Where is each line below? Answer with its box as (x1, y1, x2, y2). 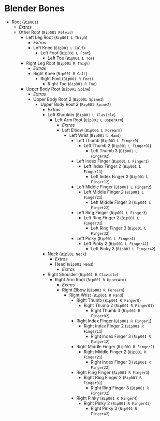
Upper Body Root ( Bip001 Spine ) (26, 86, 91, 92)
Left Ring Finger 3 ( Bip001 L (90, 225, 146, 231)
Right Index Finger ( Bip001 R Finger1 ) (76, 318, 152, 324)
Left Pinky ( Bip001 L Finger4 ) (76, 235, 136, 241)
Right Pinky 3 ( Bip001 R (90, 405, 137, 411)
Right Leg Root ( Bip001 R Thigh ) (26, 60, 90, 66)
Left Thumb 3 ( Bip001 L (90, 147, 138, 153)
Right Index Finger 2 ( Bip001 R (83, 323, 144, 329)
